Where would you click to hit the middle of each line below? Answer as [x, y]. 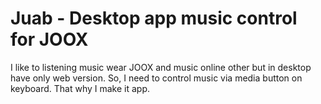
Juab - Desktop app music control [154, 18]
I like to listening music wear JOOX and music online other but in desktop [161, 67]
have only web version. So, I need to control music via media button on [156, 78]
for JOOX [49, 39]
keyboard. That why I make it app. [80, 88]
